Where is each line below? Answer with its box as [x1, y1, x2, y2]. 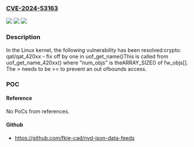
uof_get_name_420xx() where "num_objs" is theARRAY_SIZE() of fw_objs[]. [6, 59, 189, 66]
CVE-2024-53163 [6, 4, 58, 12]
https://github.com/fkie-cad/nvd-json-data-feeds [14, 134, 135, 141]
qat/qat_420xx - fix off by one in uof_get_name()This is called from [6, 53, 169, 60]
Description [6, 33, 41, 41]
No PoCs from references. [6, 107, 70, 115]
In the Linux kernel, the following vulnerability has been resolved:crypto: [6, 46, 182, 54]
